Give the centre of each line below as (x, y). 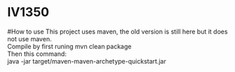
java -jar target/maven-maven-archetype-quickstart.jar (87, 61)
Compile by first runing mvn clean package (69, 46)
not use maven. (29, 38)
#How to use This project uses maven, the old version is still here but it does (117, 31)
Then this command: (37, 54)
